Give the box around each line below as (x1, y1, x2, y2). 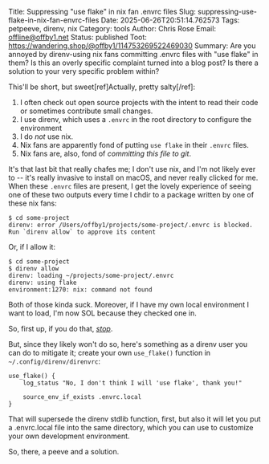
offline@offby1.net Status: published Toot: (8, 32, 147, 42)
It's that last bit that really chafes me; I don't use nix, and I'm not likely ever (8, 165, 256, 173)
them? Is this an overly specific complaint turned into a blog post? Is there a (8, 58, 259, 67)
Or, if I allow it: (8, 242, 56, 251)
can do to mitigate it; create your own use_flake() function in (8, 348, 211, 357)
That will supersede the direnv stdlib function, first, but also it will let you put (8, 414, 261, 424)
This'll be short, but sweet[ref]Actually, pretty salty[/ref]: (8, 82, 195, 92)
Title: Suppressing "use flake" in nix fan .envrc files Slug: (8, 7, 197, 16)
